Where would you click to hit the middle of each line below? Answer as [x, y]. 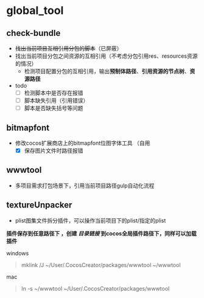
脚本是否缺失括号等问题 [54, 108]
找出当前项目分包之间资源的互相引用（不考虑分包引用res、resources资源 [106, 56]
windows [18, 253]
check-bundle [33, 33]
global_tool [35, 11]
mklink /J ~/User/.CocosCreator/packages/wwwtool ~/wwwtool [101, 265]
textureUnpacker [39, 205]
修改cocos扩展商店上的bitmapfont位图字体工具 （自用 [83, 143]
